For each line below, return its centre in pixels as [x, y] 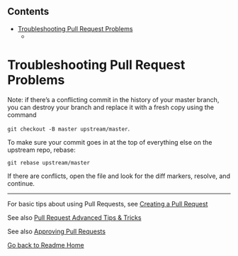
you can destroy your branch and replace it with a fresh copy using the [111, 107]
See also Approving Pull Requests [57, 231]
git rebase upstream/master [49, 162]
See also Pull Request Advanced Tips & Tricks [74, 217]
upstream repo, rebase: [41, 150]
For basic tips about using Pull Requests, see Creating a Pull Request [108, 204]
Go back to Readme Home [46, 245]
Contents [28, 12]
